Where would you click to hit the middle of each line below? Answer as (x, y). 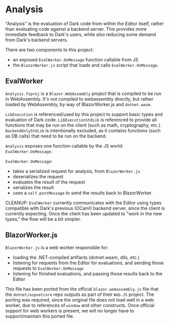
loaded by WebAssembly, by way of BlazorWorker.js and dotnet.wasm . (78, 104)
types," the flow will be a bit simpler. (43, 219)
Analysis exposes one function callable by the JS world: (64, 146)
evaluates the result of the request (49, 182)
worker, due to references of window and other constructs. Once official (80, 305)
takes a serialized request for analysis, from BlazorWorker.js (76, 171)
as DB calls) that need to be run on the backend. (56, 136)
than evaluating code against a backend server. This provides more (76, 29)
